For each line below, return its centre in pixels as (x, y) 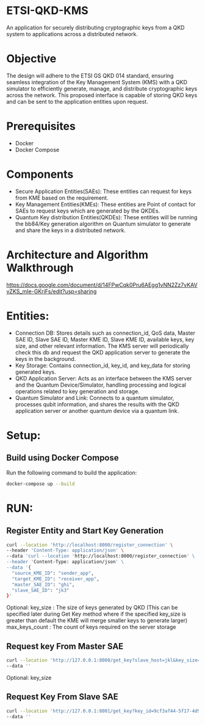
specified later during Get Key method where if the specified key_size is (96, 614)
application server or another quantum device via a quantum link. (97, 410)
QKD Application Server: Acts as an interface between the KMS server (103, 378)
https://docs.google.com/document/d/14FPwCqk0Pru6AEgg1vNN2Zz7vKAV (102, 285)
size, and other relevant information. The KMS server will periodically (102, 346)
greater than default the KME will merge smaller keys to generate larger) (97, 621)
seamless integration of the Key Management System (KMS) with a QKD (97, 82)
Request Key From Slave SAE (63, 697)
